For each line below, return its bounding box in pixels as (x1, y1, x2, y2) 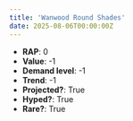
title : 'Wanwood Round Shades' (9, 13, 126, 22)
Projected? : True (21, 84, 86, 95)
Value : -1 (21, 56, 56, 66)
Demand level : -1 (21, 65, 87, 76)
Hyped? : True (21, 93, 74, 104)
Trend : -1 (21, 74, 56, 85)
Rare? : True (21, 103, 66, 114)
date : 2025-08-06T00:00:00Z (9, 22, 114, 30)
